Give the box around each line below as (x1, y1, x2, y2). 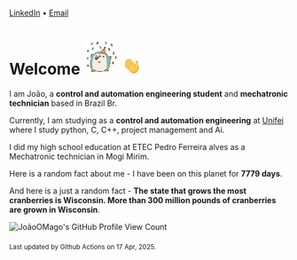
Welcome (9, 59, 81, 79)
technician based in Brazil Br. (9, 98, 118, 108)
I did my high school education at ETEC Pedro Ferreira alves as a (9, 141, 246, 152)
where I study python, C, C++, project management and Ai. (9, 124, 225, 135)
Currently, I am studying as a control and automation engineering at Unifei (9, 114, 284, 125)
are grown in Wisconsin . (9, 204, 100, 215)
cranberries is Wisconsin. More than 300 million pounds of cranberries (9, 194, 277, 205)
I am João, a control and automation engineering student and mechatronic (9, 88, 288, 98)
